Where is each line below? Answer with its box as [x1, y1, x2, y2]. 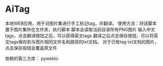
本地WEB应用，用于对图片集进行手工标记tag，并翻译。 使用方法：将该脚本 [5, 20, 157, 26]
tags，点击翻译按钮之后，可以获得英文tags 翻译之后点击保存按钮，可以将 [5, 33, 154, 38]
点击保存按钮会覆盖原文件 [5, 45, 57, 51]
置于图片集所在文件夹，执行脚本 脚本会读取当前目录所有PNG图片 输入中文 [5, 26, 156, 33]
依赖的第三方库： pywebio [5, 55, 58, 61]
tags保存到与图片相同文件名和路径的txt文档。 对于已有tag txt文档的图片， [9, 38, 159, 45]
